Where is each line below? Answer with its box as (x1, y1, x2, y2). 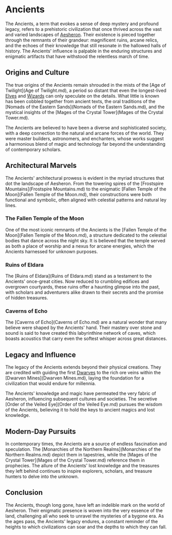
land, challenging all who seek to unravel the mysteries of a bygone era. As (5, 512, 164, 519)
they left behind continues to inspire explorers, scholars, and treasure (5, 468, 152, 474)
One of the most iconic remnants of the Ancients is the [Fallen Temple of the (5, 226, 167, 233)
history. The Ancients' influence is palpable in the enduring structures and (5, 48, 162, 54)
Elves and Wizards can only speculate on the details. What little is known (5, 92, 160, 99)
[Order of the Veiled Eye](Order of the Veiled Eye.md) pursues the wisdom (5, 402, 163, 408)
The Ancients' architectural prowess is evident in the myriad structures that (5, 175, 164, 181)
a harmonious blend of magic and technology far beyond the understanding (5, 141, 166, 147)
